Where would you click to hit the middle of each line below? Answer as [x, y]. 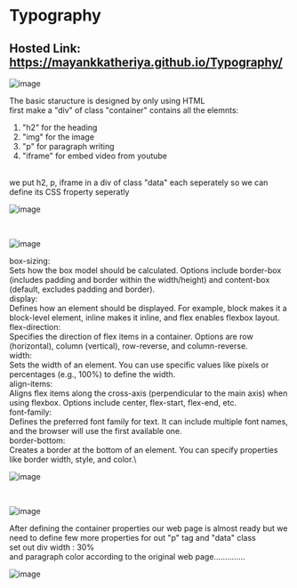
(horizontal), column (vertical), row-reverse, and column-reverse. [128, 346]
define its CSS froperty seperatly [69, 192]
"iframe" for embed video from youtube [94, 156]
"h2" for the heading [60, 127]
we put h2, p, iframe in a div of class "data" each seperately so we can [139, 182]
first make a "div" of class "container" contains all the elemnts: [124, 110]
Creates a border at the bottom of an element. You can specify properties [144, 450]
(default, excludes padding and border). [82, 289]
